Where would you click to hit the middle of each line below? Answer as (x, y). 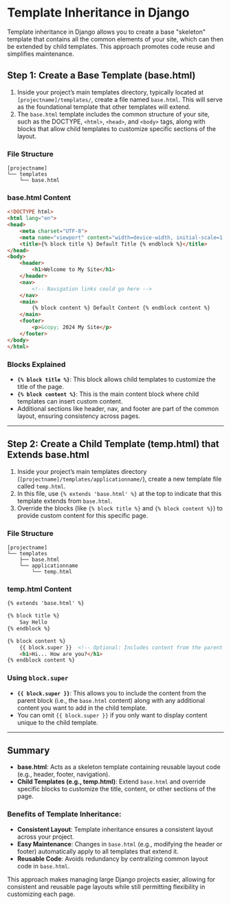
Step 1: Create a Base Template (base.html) (101, 76)
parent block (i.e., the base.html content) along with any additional (111, 700)
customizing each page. (41, 894)
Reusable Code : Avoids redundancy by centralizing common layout (112, 858)
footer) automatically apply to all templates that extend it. (98, 851)
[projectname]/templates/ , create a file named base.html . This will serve (120, 99)
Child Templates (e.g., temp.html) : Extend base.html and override (111, 782)
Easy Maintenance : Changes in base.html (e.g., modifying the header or (120, 844)
